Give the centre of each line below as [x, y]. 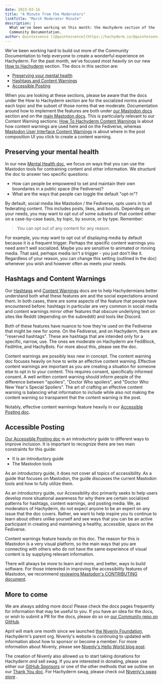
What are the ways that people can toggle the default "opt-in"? [75, 194]
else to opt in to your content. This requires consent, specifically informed [79, 371]
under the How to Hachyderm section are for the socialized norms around [79, 100]
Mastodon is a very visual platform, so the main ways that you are [71, 544]
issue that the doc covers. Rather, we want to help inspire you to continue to [81, 514]
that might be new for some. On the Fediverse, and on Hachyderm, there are [81, 331]
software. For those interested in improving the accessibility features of [76, 569]
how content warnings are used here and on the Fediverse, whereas [73, 126]
